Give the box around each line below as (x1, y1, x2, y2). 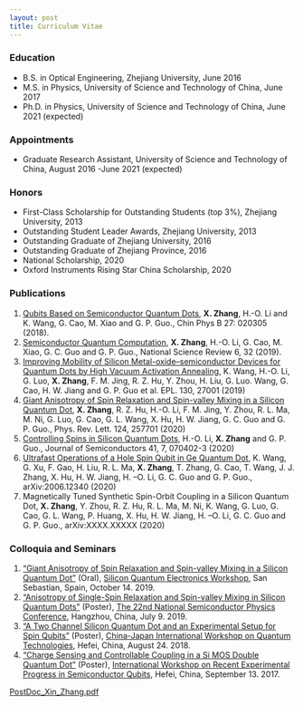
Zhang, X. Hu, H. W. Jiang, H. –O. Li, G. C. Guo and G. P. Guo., (22, 471, 253, 482)
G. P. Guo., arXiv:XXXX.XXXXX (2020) (22, 519, 166, 530)
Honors (9, 187, 43, 199)
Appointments (9, 133, 74, 146)
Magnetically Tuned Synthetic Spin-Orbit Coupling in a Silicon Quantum (22, 490, 289, 501)
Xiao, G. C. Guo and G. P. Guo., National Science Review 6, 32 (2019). (22, 346, 282, 357)
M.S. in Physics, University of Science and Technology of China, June (22, 82, 283, 92)
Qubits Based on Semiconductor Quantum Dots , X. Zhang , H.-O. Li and (22, 307, 288, 318)
